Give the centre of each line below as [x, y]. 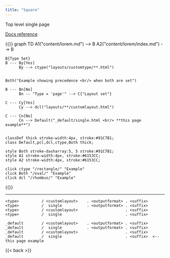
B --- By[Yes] [20, 63]
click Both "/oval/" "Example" [38, 173]
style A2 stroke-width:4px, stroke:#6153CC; [53, 160]
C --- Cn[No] [19, 116]
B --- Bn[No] [19, 89]
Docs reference [22, 34]
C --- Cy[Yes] [20, 102]
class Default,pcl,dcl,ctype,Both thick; [50, 142]
